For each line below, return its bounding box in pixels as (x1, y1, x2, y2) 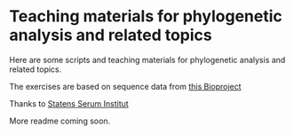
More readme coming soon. (9, 115, 111, 126)
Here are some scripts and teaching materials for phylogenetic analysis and (9, 54, 286, 65)
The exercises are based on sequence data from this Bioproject (9, 81, 242, 91)
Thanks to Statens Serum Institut (9, 98, 129, 108)
